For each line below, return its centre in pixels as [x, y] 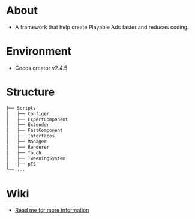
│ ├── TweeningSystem [36, 158]
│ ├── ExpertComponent [37, 119]
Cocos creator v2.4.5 [41, 68]
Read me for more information [52, 210]
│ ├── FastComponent [34, 130]
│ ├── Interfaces [31, 136]
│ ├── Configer [28, 114]
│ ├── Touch [24, 153]
